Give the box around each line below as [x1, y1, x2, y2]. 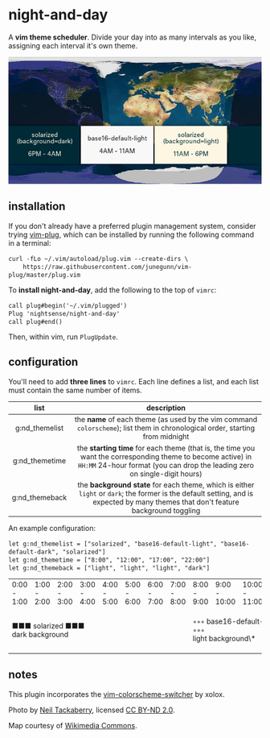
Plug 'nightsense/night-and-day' [8, 309, 121, 317]
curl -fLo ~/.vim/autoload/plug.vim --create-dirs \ [8, 255, 189, 263]
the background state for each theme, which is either [77, 479, 255, 489]
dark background [11, 629, 69, 639]
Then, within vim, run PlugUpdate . [8, 332, 118, 342]
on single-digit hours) [129, 469, 202, 479]
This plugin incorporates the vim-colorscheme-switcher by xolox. [8, 689, 225, 699]
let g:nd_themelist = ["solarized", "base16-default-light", [8, 540, 218, 549]
